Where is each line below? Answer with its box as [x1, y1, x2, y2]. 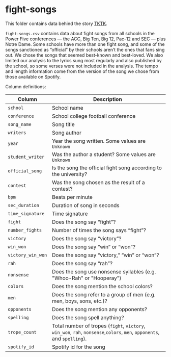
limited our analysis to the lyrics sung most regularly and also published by [5, 57, 162, 63]
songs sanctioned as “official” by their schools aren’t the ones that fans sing [5, 46, 165, 53]
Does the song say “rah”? [51, 260, 113, 267]
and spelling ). [51, 335, 87, 342]
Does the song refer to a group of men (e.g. [51, 291, 156, 298]
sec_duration [8, 202, 40, 208]
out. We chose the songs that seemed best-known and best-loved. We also [5, 52, 163, 58]
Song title [51, 121, 75, 128]
